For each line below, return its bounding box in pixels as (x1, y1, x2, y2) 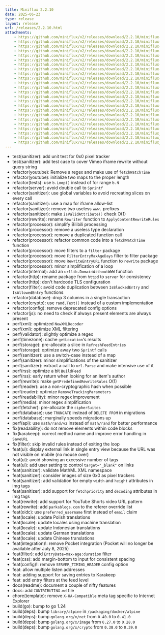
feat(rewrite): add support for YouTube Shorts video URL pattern (12, 499, 143, 505)
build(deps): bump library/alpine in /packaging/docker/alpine (12, 608, 140, 614)
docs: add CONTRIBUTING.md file (12, 588, 75, 593)
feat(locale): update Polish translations (12, 514, 90, 520)
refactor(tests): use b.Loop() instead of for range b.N (12, 180, 119, 185)
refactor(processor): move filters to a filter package (12, 248, 120, 254)
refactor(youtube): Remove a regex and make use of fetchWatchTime (12, 169, 150, 175)
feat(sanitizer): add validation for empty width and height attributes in (12, 478, 153, 483)
